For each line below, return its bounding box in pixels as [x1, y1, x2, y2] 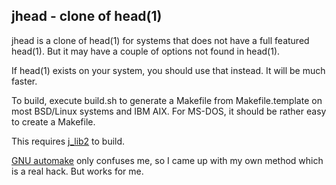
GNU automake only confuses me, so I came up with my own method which [11, 154, 324, 166]
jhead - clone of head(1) [11, 8, 163, 25]
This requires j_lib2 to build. [11, 135, 126, 147]
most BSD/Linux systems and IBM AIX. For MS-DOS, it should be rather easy [11, 105, 327, 117]
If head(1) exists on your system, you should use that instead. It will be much [11, 64, 326, 76]
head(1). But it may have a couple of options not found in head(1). [11, 45, 281, 57]
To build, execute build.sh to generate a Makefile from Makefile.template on [11, 94, 323, 106]
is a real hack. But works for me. [11, 165, 144, 177]
